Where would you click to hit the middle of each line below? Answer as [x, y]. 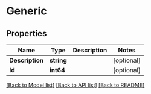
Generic [27, 11]
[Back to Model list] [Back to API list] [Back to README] [75, 85]
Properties [27, 33]
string [58, 60]
